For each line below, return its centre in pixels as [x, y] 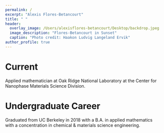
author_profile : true [28, 42]
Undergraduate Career [53, 106]
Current [22, 66]
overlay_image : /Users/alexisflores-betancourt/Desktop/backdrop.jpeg [84, 28]
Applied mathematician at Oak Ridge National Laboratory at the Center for [81, 81]
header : [13, 24]
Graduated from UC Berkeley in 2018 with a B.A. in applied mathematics [79, 120]
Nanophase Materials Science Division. [45, 86]
